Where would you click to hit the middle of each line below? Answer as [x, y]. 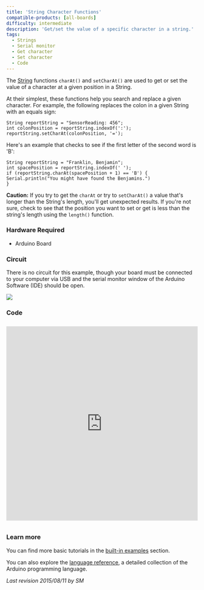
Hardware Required [36, 230]
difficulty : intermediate [39, 23]
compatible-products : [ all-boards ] [51, 18]
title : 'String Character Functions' [54, 12]
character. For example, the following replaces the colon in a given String [98, 105]
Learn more [24, 537]
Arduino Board [33, 243]
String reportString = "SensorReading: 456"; [65, 123]
